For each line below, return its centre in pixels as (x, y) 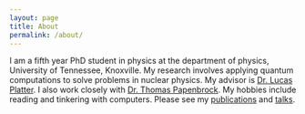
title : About (34, 26)
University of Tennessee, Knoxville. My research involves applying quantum (152, 70)
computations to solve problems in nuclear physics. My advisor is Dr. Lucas (151, 80)
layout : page (34, 18)
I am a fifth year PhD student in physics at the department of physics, (139, 61)
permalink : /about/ (46, 35)
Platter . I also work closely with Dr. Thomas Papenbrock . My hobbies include (153, 90)
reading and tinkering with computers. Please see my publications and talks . (152, 99)
